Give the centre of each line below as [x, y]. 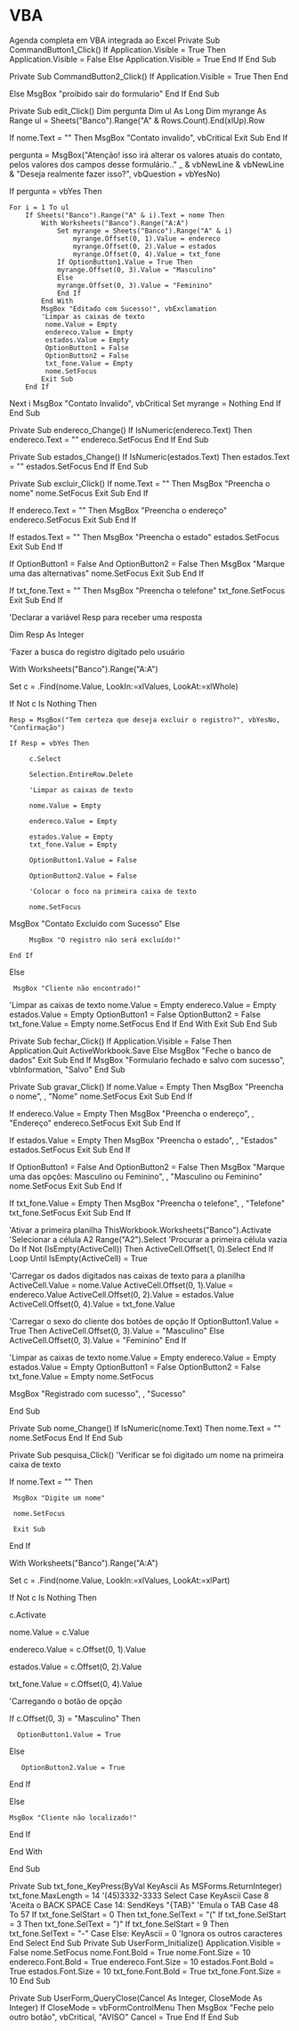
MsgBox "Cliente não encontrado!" [77, 988]
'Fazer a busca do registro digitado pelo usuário [97, 651]
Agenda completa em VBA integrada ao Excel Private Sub [115, 40]
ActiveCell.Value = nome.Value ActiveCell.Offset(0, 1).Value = [121, 1285]
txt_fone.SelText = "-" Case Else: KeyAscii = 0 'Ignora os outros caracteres [146, 1933]
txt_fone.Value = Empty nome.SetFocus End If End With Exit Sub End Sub [143, 1024]
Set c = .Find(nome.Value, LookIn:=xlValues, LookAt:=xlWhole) [124, 686]
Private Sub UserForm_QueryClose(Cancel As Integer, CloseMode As [136, 1998]
